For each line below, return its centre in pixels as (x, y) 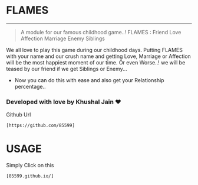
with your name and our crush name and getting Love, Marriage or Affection (99, 56)
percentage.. (30, 86)
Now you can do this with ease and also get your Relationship (89, 80)
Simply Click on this (30, 165)
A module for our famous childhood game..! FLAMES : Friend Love (101, 32)
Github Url (19, 115)
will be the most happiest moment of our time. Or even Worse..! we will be (96, 62)
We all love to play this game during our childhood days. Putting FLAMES (94, 50)
